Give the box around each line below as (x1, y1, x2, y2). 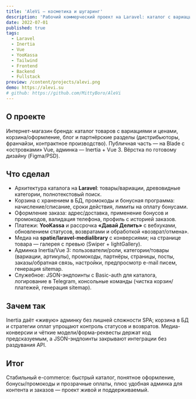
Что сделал (6, 169, 50, 179)
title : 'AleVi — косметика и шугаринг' (6, 8, 103, 15)
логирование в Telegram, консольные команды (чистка (14, 278, 153, 285)
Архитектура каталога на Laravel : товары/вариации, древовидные (14, 185, 181, 192)
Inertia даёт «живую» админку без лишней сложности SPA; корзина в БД (6, 317, 189, 324)
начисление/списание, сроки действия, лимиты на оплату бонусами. (14, 203, 188, 211)
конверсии (6, 329, 33, 336)
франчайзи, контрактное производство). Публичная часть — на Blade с (6, 140, 185, 147)
